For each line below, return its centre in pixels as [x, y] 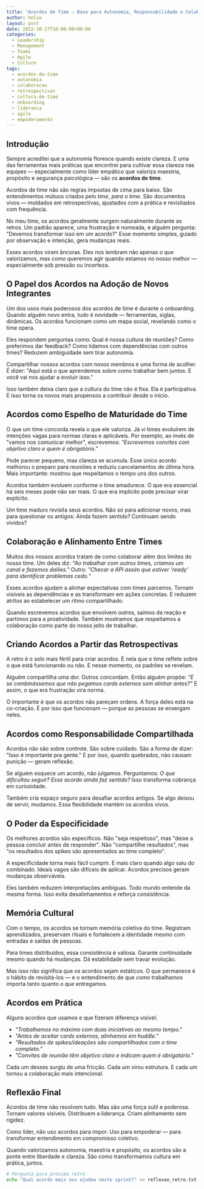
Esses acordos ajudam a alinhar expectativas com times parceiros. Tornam [100, 588]
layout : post [23, 23]
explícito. [18, 498]
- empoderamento [32, 119]
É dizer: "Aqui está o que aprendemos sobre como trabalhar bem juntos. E [99, 370]
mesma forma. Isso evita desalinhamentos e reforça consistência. [88, 894]
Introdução [28, 144]
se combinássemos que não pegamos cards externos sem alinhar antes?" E [102, 684]
